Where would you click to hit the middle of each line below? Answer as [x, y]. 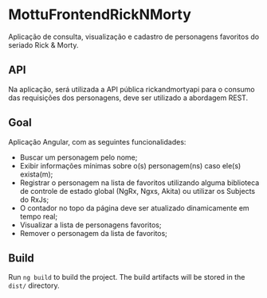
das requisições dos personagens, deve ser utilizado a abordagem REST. [128, 98]
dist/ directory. [34, 286]
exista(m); [36, 174]
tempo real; [39, 216]
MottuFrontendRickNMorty [100, 15]
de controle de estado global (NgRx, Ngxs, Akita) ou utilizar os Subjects [137, 191]
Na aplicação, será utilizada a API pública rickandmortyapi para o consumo [132, 89]
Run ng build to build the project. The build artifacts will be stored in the [127, 277]
